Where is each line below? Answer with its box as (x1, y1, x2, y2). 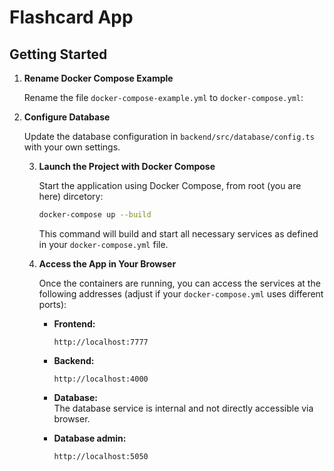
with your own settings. (23, 141, 121, 153)
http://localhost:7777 (53, 337, 149, 347)
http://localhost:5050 (53, 451, 149, 461)
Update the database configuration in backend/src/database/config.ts (23, 131, 315, 142)
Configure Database (23, 111, 111, 123)
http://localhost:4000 (53, 374, 149, 384)
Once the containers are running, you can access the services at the (38, 277, 321, 289)
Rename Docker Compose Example (23, 72, 174, 84)
